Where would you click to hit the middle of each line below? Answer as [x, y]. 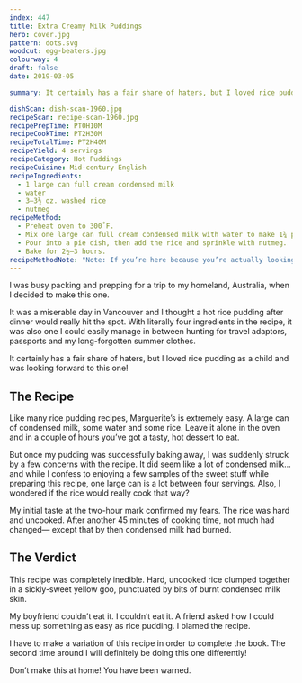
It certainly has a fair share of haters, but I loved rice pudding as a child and [149, 359]
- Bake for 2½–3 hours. [62, 251]
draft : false [34, 68]
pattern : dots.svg [44, 43]
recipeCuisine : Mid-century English [78, 168]
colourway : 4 [34, 59]
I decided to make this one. [59, 295]
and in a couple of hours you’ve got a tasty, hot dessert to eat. [124, 437]
